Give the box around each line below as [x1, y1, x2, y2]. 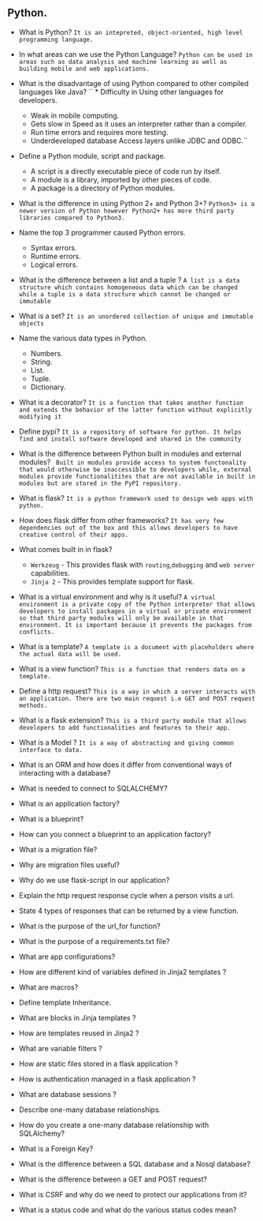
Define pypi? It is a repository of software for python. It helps [18, 426, 242, 436]
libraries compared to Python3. [18, 213, 125, 222]
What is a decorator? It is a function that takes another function [18, 397, 244, 407]
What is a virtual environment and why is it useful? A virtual [18, 592, 216, 601]
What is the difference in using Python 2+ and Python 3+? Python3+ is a [18, 198, 255, 208]
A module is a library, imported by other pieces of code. [30, 175, 212, 184]
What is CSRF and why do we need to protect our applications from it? [18, 1189, 247, 1199]
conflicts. [18, 628, 55, 636]
